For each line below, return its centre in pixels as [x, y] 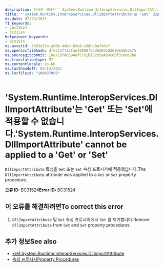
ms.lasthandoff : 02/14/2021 [34, 69]
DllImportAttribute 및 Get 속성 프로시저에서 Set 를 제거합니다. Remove [81, 219]
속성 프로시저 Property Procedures [46, 259]
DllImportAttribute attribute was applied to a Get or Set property [71, 175]
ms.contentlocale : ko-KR [30, 64]
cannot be [106, 145]
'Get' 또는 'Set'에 [119, 109]
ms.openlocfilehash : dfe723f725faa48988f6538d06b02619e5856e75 [71, 50]
